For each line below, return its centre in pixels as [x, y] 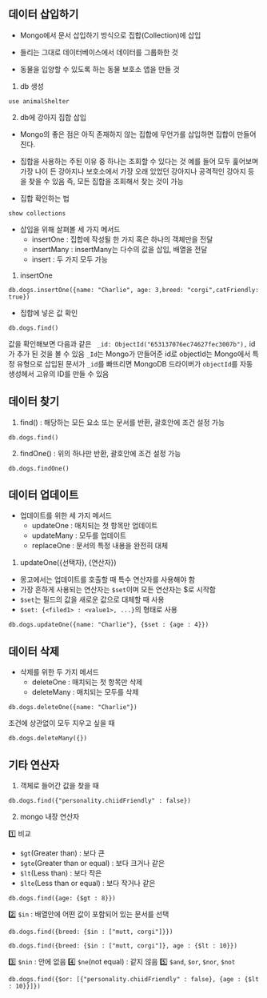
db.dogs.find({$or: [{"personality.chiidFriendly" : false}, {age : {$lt [134, 980]
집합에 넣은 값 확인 [49, 313]
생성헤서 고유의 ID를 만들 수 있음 [59, 374]
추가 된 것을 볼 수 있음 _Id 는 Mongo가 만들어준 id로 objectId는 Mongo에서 [133, 354]
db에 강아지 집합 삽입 [53, 117]
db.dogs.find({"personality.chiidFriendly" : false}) [100, 801]
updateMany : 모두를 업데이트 [79, 535]
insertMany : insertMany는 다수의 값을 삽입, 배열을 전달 [120, 249]
